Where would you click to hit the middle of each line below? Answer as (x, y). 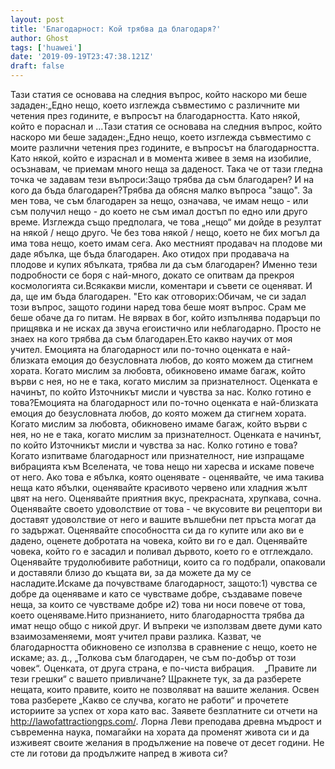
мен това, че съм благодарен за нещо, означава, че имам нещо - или (159, 200)
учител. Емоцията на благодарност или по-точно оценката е (140, 349)
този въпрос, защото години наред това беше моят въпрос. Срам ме (158, 307)
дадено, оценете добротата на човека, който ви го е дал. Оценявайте (159, 540)
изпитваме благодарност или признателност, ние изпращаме (173, 455)
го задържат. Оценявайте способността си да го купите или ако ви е (157, 530)
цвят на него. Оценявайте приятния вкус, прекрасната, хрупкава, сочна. (166, 498)
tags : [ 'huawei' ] (46, 47)
